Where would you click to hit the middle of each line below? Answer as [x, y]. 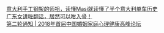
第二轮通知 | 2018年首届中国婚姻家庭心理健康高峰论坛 [74, 24]
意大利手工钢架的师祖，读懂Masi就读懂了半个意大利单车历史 [82, 9]
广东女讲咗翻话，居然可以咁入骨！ [49, 16]
